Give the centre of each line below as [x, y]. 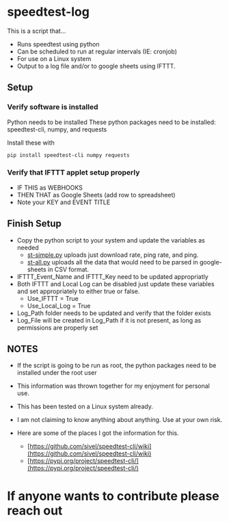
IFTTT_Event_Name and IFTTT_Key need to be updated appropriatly [112, 276]
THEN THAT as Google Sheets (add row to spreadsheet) [96, 195]
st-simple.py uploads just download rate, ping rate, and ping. [113, 255]
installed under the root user [57, 373]
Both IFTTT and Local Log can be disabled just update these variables [116, 284]
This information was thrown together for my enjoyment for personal [113, 386]
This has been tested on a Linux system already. [85, 407]
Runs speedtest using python [58, 44]
